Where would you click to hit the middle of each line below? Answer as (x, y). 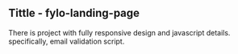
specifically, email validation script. (67, 41)
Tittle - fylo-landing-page (74, 13)
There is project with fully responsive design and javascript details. (119, 32)
